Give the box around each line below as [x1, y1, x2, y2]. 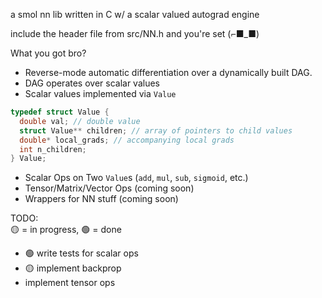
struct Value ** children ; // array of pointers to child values [19, 125, 293, 136]
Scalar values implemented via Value [24, 88, 177, 99]
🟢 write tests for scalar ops [24, 247, 139, 259]
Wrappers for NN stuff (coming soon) [24, 193, 179, 205]
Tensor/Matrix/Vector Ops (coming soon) [24, 182, 195, 194]
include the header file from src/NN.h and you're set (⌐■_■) [10, 28, 260, 39]
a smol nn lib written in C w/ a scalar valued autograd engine [10, 9, 260, 20]
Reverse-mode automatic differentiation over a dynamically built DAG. [24, 67, 313, 78]
